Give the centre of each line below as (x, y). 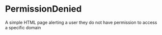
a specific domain (23, 27)
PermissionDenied (43, 9)
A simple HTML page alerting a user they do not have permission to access (81, 22)
